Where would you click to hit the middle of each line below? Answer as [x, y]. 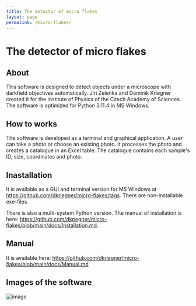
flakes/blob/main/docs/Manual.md [47, 264]
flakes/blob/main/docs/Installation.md [52, 225]
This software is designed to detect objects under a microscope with [88, 87]
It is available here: [29, 257]
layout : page [22, 17]
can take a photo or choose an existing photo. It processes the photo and [94, 145]
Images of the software [49, 282]
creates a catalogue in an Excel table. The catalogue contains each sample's [98, 150]
